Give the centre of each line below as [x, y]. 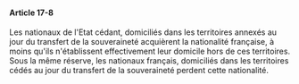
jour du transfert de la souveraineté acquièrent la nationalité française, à [142, 42]
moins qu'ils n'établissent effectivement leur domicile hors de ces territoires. [150, 51]
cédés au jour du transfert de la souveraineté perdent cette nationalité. [139, 71]
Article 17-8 [31, 13]
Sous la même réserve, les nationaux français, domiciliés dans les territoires [149, 61]
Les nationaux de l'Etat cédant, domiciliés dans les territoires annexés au [143, 32]
